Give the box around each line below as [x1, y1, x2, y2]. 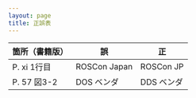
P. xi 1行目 [12, 61, 52, 73]
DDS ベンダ [140, 76, 184, 88]
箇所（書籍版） [12, 45, 69, 57]
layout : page [8, 11, 52, 20]
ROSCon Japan [75, 61, 133, 72]
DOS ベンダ [75, 76, 119, 88]
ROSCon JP [140, 61, 184, 72]
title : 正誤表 [8, 19, 52, 27]
